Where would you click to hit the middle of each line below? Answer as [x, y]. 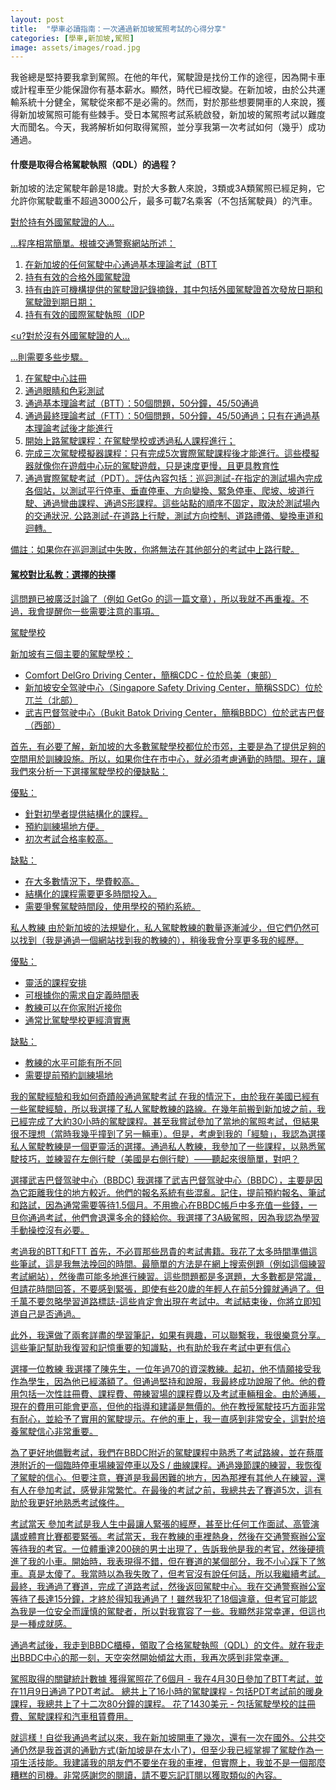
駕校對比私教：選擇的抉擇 [63, 575]
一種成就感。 [45, 1623]
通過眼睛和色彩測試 [64, 391]
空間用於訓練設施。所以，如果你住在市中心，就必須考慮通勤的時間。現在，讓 [168, 758]
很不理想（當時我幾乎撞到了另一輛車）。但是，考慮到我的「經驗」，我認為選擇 [168, 1133]
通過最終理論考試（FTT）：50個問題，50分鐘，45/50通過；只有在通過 [168, 416]
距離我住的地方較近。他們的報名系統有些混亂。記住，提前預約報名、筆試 [176, 1192]
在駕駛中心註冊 [55, 378]
